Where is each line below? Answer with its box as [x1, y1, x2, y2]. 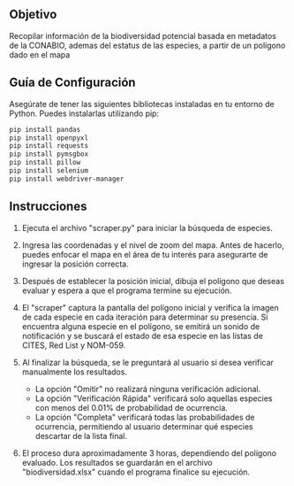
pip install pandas [9, 125, 81, 134]
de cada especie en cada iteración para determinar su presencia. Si [21, 312, 268, 322]
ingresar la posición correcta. [21, 258, 130, 269]
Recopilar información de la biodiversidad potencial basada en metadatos [9, 30, 276, 41]
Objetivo [9, 7, 57, 22]
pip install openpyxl [9, 133, 89, 143]
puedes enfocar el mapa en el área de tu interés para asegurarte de [21, 249, 268, 259]
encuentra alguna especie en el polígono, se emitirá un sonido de [21, 320, 260, 331]
